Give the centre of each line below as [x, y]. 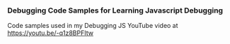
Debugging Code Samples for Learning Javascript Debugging [115, 10]
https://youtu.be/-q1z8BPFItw [51, 33]
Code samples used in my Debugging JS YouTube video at [93, 26]
